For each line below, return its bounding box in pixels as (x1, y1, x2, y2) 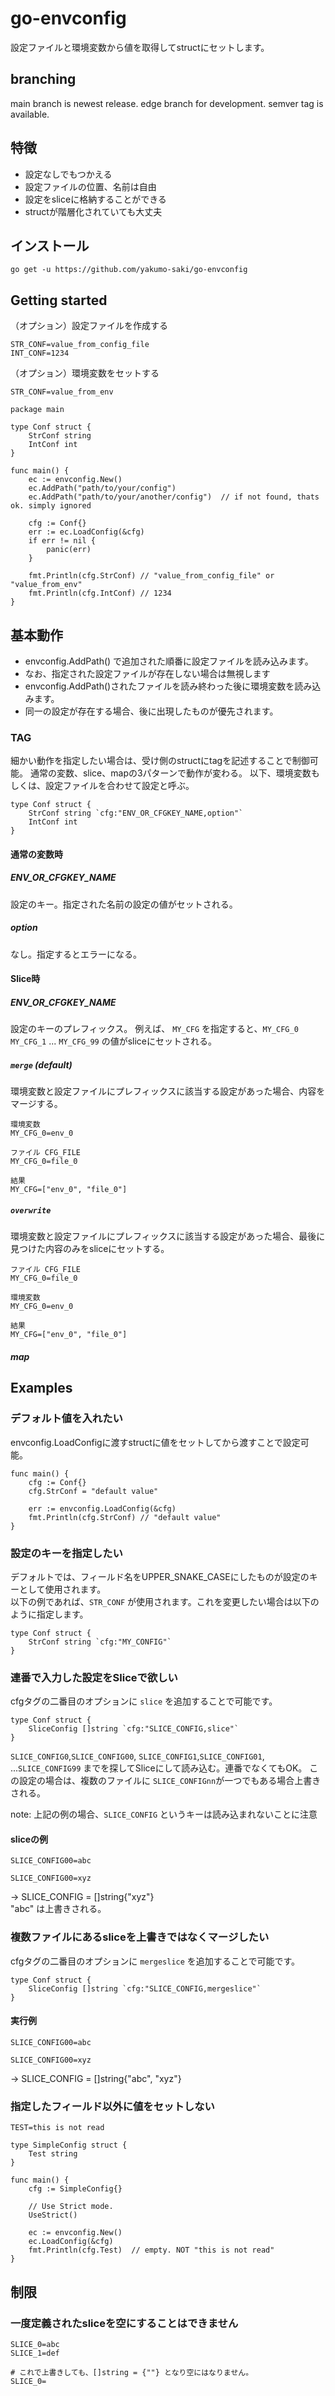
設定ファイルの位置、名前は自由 (24, 180, 157, 192)
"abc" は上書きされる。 (10, 1903, 107, 1915)
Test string (28, 2149, 78, 2159)
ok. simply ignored (10, 501, 92, 511)
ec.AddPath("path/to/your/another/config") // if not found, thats (28, 492, 320, 502)
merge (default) (10, 1058, 73, 1071)
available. (10, 108, 50, 120)
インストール (10, 237, 90, 254)
